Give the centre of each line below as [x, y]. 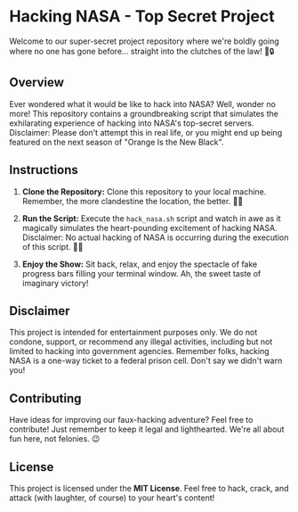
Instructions [44, 170]
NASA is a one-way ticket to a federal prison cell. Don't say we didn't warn [146, 361]
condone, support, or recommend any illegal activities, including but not [141, 342]
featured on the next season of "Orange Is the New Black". [117, 142]
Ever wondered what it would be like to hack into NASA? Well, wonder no [142, 103]
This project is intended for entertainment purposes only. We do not [133, 333]
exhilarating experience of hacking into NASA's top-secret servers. [132, 123]
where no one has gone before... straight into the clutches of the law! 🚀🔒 [142, 51]
